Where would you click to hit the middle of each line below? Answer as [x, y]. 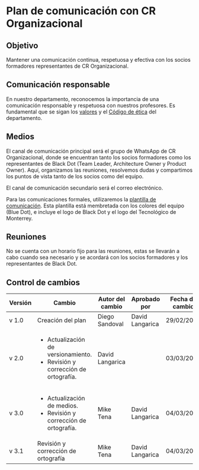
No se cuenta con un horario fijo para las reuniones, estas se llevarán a [93, 251]
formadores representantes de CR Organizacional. [68, 66]
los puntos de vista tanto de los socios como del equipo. [75, 176]
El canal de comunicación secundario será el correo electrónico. [85, 188]
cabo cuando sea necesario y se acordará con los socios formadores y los [97, 257]
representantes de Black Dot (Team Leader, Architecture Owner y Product [96, 163]
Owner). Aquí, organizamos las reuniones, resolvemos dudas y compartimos [99, 170]
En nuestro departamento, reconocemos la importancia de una [83, 99]
